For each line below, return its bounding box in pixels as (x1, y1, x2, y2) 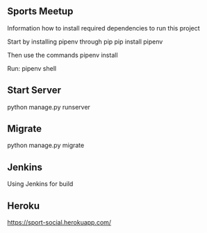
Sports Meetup (7, 6, 74, 17)
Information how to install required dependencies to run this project (7, 24, 200, 32)
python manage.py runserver (7, 103, 90, 111)
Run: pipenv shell (7, 64, 57, 72)
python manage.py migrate (7, 141, 85, 150)
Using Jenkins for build (7, 180, 74, 188)
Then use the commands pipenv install (7, 51, 118, 59)
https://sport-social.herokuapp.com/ (7, 218, 112, 227)
